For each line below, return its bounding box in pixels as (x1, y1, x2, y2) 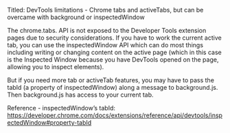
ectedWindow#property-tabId (7, 119, 92, 126)
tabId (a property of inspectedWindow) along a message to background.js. (7, 84, 218, 91)
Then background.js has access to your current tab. (7, 90, 154, 99)
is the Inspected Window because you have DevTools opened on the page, (7, 56, 219, 64)
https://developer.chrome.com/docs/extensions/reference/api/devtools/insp (7, 111, 223, 119)
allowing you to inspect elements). (7, 63, 104, 71)
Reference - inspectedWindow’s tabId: (7, 104, 115, 112)
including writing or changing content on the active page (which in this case (7, 48, 222, 56)
